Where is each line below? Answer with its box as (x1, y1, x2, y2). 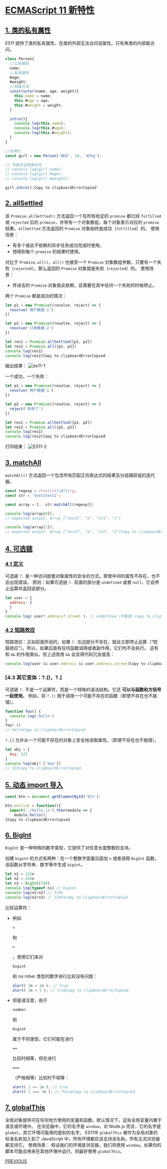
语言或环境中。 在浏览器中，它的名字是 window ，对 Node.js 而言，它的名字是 (5, 1123, 162, 1129)
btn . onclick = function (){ (5, 803, 61, 809)
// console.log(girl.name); (5, 167, 64, 172)
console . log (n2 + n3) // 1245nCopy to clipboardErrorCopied (5, 894, 128, 900)
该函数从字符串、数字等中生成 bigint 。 (5, 862, 85, 868)
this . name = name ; (14, 93, 52, 98)
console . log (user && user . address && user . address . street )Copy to (5, 661, 146, 666)
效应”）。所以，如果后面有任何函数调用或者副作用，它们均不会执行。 (9, 645, 149, 651)
